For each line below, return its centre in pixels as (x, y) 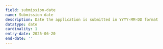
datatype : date (21, 24)
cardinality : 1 (21, 29)
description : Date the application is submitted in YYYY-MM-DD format (82, 19)
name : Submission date (29, 15)
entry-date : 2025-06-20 (31, 34)
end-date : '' (19, 39)
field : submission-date (31, 10)
